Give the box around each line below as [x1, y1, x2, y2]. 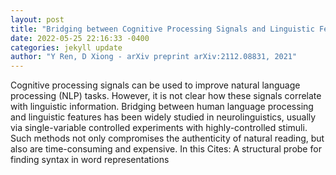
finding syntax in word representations [10, 154, 170, 166]
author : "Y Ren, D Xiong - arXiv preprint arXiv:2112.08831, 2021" [10, 52, 298, 62]
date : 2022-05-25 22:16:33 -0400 [10, 33, 150, 43]
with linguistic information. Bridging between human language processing [10, 101, 314, 113]
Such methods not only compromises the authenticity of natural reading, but [10, 132, 325, 145]
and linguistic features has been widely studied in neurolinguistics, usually [10, 111, 317, 123]
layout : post [10, 14, 65, 25]
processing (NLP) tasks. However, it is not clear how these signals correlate [10, 90, 322, 102]
